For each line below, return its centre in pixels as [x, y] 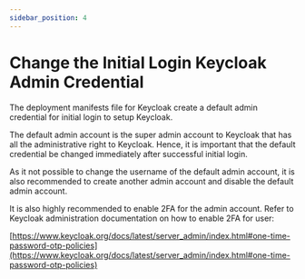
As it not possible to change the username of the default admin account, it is [152, 171]
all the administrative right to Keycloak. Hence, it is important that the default [152, 144]
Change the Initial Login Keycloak [138, 62]
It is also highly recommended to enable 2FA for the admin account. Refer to [152, 208]
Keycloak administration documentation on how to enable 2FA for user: [142, 218]
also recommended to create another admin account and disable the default [152, 181]
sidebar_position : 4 [49, 18]
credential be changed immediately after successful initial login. [128, 154]
